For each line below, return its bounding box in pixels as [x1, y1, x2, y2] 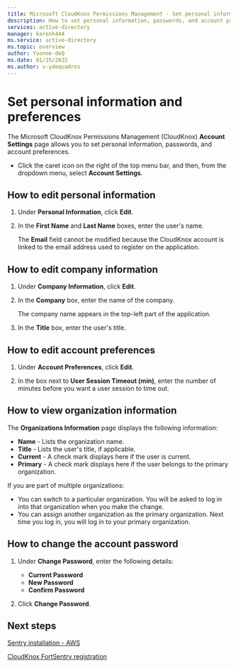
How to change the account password [7, 538, 178, 550]
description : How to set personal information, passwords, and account [7, 17, 223, 24]
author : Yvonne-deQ [7, 50, 65, 57]
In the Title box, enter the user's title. [17, 323, 126, 332]
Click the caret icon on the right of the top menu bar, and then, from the [17, 161, 227, 169]
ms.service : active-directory [7, 37, 97, 44]
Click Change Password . [17, 599, 91, 608]
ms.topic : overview [7, 43, 65, 50]
